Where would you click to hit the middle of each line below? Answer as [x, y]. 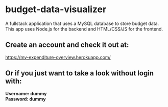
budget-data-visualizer [56, 9]
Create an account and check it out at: [67, 45]
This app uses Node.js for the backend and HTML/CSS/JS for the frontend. [84, 29]
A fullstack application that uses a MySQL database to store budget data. [82, 23]
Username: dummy [26, 93]
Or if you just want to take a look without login [80, 73]
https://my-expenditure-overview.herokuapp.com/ [58, 57]
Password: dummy [26, 99]
